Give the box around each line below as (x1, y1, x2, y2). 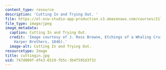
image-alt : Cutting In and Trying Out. (9, 44, 92, 49)
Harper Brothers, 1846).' (14, 39, 68, 44)
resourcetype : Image (5, 48, 48, 53)
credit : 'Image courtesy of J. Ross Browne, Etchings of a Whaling (9, 35, 152, 40)
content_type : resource (5, 7, 54, 12)
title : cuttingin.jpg (5, 53, 50, 58)
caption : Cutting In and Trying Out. (9, 30, 87, 35)
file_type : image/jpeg (5, 21, 52, 26)
